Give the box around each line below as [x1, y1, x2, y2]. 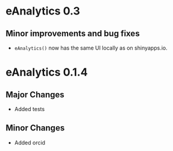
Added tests [14, 106, 45, 112]
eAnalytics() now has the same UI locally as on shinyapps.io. [14, 44, 168, 51]
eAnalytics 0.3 [5, 4, 81, 18]
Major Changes [5, 89, 64, 100]
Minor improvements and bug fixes [5, 28, 140, 39]
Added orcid [14, 139, 46, 146]
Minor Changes [5, 123, 65, 133]
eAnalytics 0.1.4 [5, 65, 88, 79]
